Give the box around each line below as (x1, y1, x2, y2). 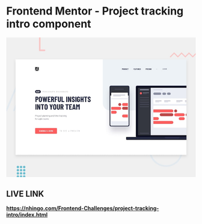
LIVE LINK (6, 188, 44, 199)
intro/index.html (6, 211, 48, 219)
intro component (6, 17, 91, 31)
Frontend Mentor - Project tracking (6, 4, 184, 18)
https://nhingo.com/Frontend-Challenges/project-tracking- (6, 205, 159, 212)
